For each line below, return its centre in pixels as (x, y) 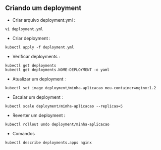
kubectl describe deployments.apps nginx (49, 143)
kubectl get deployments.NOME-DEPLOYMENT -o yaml (57, 70)
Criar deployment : (31, 38)
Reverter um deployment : (39, 115)
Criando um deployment (43, 8)
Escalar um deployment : (38, 97)
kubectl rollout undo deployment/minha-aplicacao (57, 124)
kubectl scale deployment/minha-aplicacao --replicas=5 (64, 106)
